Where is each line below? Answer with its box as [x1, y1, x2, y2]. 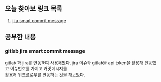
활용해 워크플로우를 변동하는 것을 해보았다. [5, 72, 86, 78]
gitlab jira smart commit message [5, 48, 86, 55]
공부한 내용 [5, 33, 36, 41]
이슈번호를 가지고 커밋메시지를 [10, 66, 68, 71]
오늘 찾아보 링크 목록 [5, 4, 62, 13]
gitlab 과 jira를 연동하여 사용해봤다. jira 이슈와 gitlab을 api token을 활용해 [5, 60, 144, 66]
